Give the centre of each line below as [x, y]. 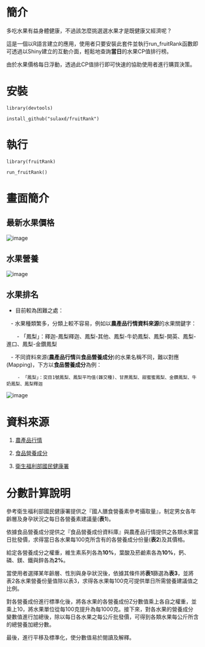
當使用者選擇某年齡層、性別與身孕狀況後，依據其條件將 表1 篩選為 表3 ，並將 [100, 574]
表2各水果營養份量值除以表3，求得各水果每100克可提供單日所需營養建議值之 [102, 581]
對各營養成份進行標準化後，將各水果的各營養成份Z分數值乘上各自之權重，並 [102, 602]
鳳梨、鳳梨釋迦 [27, 384]
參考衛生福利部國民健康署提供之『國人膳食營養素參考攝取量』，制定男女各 [99, 511]
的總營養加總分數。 [31, 624]
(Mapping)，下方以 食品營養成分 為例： [54, 365]
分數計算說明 [39, 493]
